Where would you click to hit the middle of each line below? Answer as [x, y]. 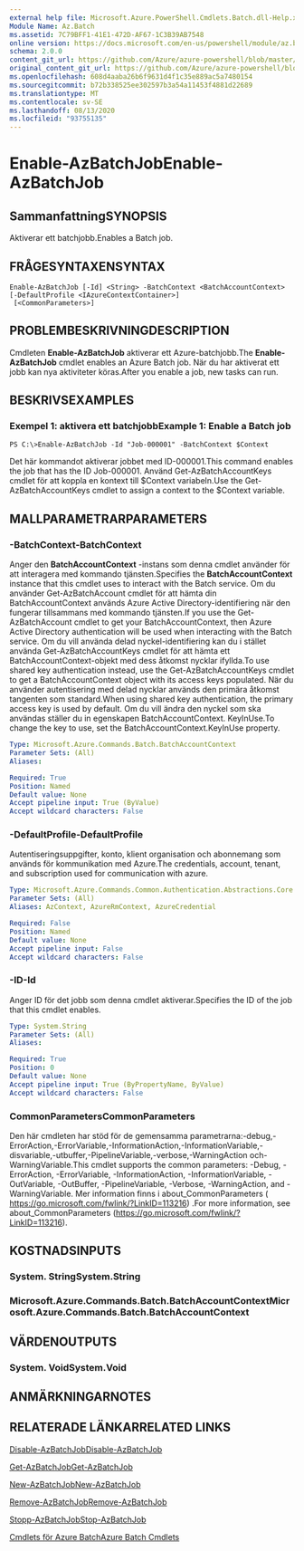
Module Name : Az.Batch [52, 26]
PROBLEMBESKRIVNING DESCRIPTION [119, 331]
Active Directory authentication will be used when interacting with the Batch [151, 632]
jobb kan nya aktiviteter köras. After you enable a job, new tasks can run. [144, 371]
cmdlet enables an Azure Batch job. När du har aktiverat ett [169, 362]
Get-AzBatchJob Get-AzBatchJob [71, 1467]
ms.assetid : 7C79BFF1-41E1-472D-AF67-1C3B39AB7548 [107, 34]
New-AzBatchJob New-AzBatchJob [75, 1484]
